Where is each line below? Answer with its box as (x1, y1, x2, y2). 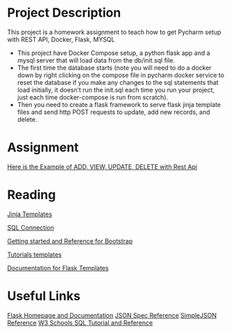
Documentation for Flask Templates (7, 263, 109, 272)
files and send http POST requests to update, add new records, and (17, 108, 210, 116)
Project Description (7, 5, 121, 21)
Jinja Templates (7, 210, 53, 218)
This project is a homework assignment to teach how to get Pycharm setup (7, 28, 222, 36)
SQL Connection (7, 223, 54, 232)
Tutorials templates (7, 250, 62, 259)
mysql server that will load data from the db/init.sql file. (17, 56, 176, 64)
